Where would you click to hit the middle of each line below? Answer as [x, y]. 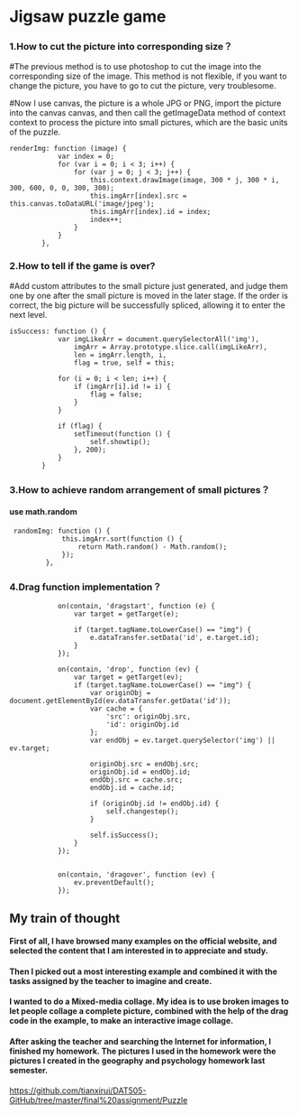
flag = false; [116, 395]
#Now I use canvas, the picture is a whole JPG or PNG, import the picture [145, 103]
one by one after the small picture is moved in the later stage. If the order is [149, 295]
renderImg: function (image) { [68, 149]
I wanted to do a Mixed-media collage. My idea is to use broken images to [149, 1002]
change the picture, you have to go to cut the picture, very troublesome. [143, 86]
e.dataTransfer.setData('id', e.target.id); [174, 638]
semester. [28, 1070]
